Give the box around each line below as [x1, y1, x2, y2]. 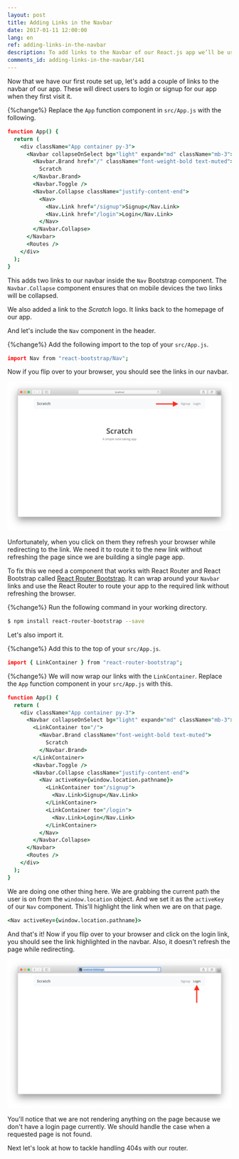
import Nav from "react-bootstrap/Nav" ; [7, 354, 129, 362]
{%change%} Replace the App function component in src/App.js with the [7, 105, 222, 114]
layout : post [7, 11, 46, 18]
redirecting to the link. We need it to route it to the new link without [7, 545, 203, 554]
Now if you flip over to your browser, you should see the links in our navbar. [7, 367, 229, 376]
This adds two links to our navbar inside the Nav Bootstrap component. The [7, 276, 227, 285]
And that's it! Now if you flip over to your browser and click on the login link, [7, 929, 230, 938]
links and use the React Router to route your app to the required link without [7, 582, 230, 591]
